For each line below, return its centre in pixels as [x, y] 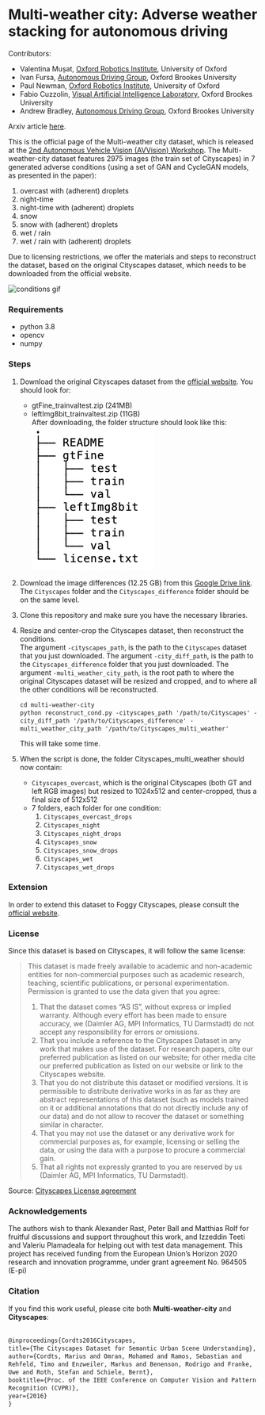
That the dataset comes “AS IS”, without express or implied [135, 1007]
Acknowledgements [48, 1211]
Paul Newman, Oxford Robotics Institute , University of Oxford [119, 86]
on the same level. [49, 600]
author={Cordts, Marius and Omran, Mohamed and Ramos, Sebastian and [125, 1356]
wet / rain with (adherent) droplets [76, 241]
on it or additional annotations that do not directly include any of [144, 1108]
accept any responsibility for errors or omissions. [119, 1032]
